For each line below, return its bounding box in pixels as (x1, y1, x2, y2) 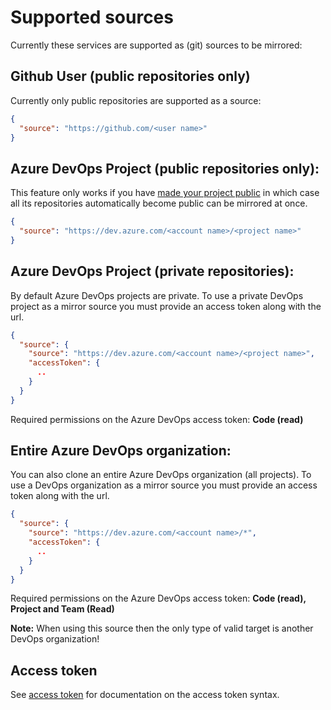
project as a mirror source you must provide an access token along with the (10, 300, 322, 312)
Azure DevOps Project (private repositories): (10, 263, 295, 280)
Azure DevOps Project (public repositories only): (10, 160, 320, 177)
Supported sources (10, 6, 174, 29)
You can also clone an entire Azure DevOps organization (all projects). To (10, 469, 312, 481)
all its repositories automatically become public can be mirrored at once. (10, 197, 308, 210)
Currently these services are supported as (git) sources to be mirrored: (10, 39, 303, 51)
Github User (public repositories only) (10, 68, 251, 85)
